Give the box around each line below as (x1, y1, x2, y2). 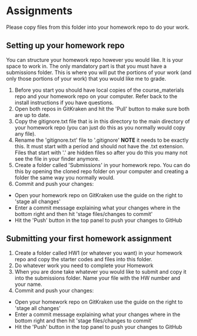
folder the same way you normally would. (14, 174, 115, 181)
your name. (14, 281, 42, 288)
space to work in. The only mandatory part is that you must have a (6, 62, 167, 69)
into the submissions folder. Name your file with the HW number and (14, 274, 181, 281)
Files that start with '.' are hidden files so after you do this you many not (14, 149, 188, 156)
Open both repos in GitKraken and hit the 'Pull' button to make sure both (14, 105, 190, 112)
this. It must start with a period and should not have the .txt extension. (14, 142, 184, 149)
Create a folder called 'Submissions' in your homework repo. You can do (14, 161, 191, 168)
